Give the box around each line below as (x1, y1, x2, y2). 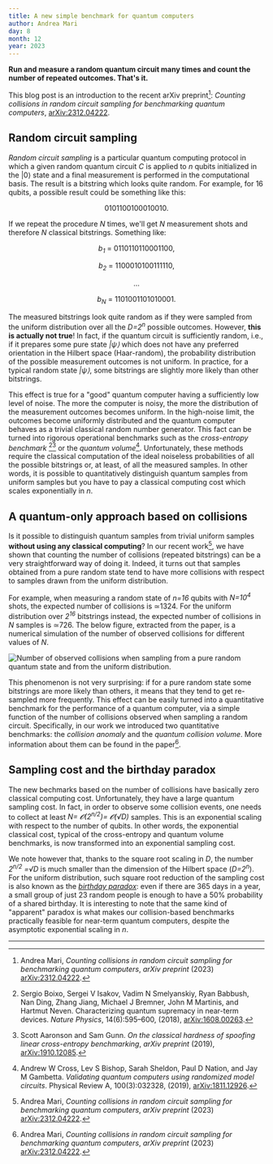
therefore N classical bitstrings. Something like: (8, 227, 167, 237)
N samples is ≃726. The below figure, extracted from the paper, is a (8, 620, 236, 630)
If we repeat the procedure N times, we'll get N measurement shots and (8, 219, 248, 229)
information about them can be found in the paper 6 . (8, 738, 181, 749)
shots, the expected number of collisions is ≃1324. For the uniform (8, 601, 232, 611)
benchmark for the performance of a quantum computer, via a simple (8, 704, 240, 713)
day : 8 (8, 27, 31, 35)
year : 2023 (8, 42, 45, 50)
